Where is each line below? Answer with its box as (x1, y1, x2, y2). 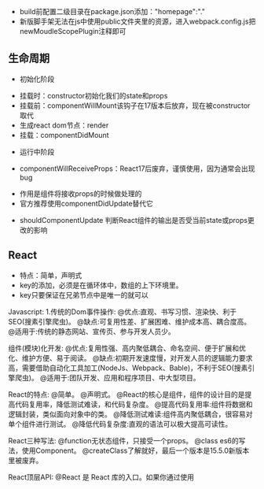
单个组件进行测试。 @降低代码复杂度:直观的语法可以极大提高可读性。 (8, 419, 233, 428)
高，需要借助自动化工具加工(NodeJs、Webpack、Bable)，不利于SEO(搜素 (8, 363, 248, 372)
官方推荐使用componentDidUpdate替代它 (19, 198, 153, 208)
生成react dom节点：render (19, 120, 109, 130)
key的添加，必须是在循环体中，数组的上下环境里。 (19, 280, 183, 290)
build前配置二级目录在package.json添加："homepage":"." (19, 7, 206, 16)
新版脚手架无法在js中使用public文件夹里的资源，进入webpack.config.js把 (19, 17, 256, 26)
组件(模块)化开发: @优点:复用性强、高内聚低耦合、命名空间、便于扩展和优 (8, 343, 246, 353)
